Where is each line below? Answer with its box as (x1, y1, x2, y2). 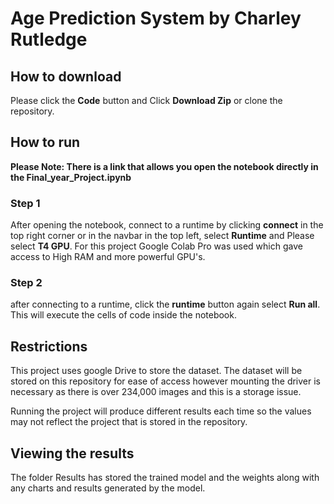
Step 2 (10, 276, 43, 290)
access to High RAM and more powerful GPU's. (10, 251, 206, 263)
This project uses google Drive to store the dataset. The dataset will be (10, 365, 303, 377)
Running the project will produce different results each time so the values (10, 405, 312, 417)
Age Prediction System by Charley (10, 7, 302, 30)
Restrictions (10, 338, 88, 355)
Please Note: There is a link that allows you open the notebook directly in (10, 160, 319, 172)
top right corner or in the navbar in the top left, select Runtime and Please (10, 230, 315, 242)
